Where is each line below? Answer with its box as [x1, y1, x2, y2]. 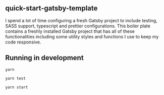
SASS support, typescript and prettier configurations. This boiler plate [5, 23, 150, 29]
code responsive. [5, 39, 41, 45]
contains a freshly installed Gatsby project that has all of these [5, 28, 135, 34]
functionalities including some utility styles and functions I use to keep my [5, 33, 159, 39]
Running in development [5, 54, 84, 62]
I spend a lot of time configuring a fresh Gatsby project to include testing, [5, 17, 157, 23]
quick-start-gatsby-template [5, 4, 98, 13]
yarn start [5, 84, 28, 90]
